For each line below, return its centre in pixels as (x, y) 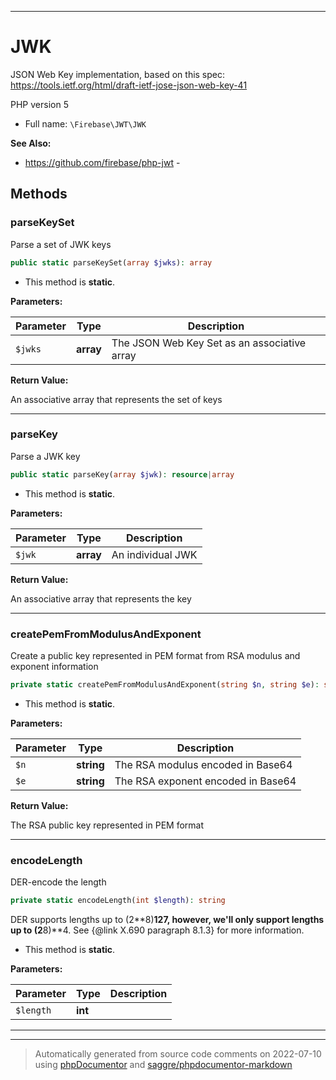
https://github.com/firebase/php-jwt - (102, 162)
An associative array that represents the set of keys (116, 399)
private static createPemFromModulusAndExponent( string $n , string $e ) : (165, 684)
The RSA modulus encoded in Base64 (203, 764)
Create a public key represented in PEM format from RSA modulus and (155, 655)
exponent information (54, 666)
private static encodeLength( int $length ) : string (118, 901)
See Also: (31, 143)
